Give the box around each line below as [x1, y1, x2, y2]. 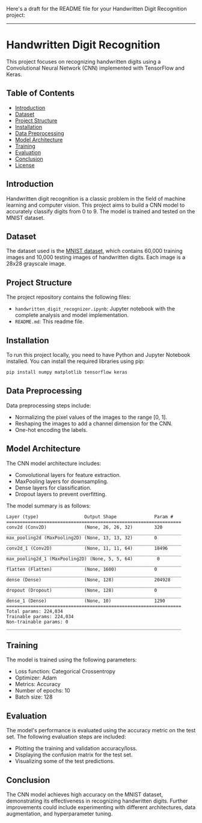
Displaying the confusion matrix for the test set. [14, 751, 133, 759]
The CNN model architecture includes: [6, 460, 102, 467]
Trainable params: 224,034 [6, 613, 74, 619]
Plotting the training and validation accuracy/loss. [14, 745, 138, 752]
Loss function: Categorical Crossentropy [14, 668, 116, 675]
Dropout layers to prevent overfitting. [14, 490, 107, 497]
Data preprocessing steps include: [6, 402, 91, 409]
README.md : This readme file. [14, 318, 84, 325]
